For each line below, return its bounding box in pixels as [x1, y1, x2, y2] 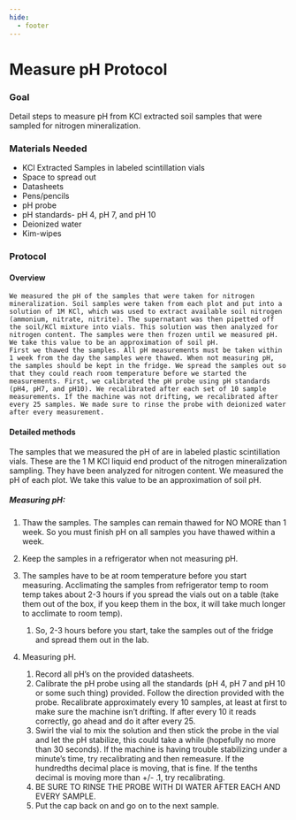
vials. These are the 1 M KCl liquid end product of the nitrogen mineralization [9, 456, 287, 466]
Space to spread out [21, 172, 97, 182]
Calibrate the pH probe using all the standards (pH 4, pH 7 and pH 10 [34, 678, 285, 688]
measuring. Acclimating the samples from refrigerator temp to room [21, 579, 269, 590]
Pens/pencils [21, 191, 70, 202]
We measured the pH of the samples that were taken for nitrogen [9, 292, 254, 301]
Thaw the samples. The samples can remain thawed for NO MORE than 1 [21, 517, 287, 527]
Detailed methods [9, 426, 77, 437]
